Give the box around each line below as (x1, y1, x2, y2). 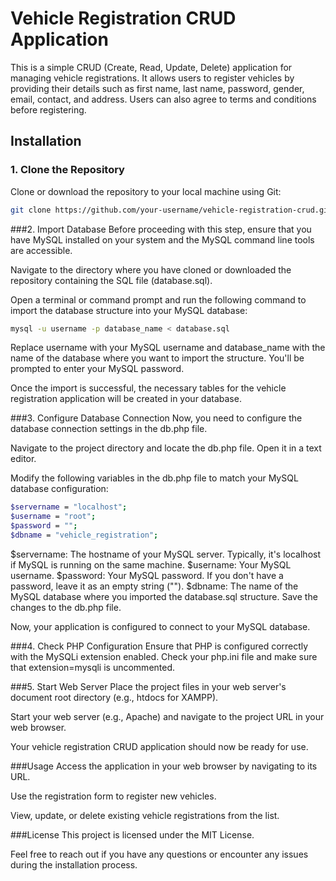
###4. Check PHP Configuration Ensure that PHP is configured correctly (10, 640, 309, 652)
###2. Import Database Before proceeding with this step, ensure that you (10, 223, 312, 235)
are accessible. (10, 244, 73, 256)
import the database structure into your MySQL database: (10, 304, 248, 316)
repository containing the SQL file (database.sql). (10, 274, 213, 286)
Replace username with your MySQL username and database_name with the (10, 342, 326, 354)
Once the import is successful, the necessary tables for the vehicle (10, 382, 287, 394)
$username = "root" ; (10, 512, 97, 522)
